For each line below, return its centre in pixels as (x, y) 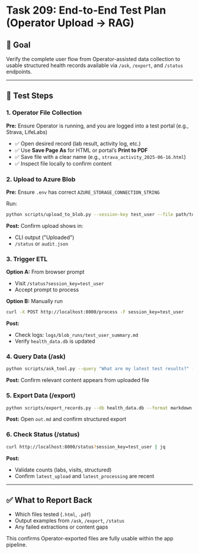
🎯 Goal (18, 45)
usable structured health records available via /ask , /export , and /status (95, 65)
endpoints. (19, 71)
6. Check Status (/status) (43, 435)
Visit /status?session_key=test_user (59, 284)
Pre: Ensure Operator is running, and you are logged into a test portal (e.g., (97, 126)
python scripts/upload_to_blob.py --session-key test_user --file (90, 214)
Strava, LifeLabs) (27, 132)
